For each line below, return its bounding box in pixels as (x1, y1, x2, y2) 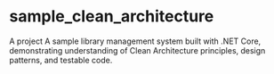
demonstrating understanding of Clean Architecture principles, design (9, 45, 266, 55)
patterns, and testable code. (9, 54, 113, 65)
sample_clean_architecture (9, 6, 214, 27)
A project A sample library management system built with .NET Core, (9, 36, 262, 46)
